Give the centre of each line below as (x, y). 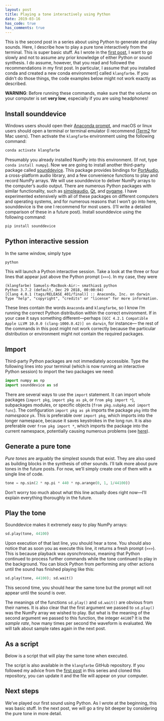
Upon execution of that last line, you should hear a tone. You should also (78, 543)
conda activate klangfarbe (33, 150)
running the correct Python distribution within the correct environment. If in (81, 313)
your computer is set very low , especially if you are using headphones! (77, 98)
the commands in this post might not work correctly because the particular (81, 329)
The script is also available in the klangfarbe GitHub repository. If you (75, 665)
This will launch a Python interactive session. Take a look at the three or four (82, 272)
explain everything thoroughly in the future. (49, 498)
